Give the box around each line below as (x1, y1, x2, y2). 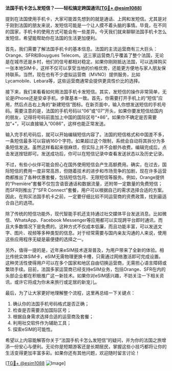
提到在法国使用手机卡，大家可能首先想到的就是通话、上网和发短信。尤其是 (5, 16, 162, 22)
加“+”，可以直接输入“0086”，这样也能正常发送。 (5, 121, 109, 127)
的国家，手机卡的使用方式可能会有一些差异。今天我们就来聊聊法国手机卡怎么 (5, 29, 167, 35)
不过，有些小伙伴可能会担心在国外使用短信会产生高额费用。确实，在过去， (5, 161, 162, 168)
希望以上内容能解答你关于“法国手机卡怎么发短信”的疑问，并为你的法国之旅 (5, 337, 162, 343)
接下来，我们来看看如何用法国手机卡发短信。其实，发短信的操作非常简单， (5, 89, 162, 95)
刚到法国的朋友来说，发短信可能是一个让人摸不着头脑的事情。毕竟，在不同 (9, 22, 167, 28)
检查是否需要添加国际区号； (12, 307, 72, 313)
